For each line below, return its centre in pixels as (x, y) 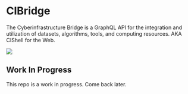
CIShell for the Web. (31, 40)
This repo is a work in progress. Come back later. (66, 84)
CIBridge (28, 11)
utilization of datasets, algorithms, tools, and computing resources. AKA (94, 33)
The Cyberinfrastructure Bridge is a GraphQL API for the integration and (94, 27)
